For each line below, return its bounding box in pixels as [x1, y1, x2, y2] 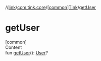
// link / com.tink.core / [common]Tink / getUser [5, 5, 96, 10]
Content [5, 44, 22, 50]
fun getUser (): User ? [5, 49, 48, 55]
